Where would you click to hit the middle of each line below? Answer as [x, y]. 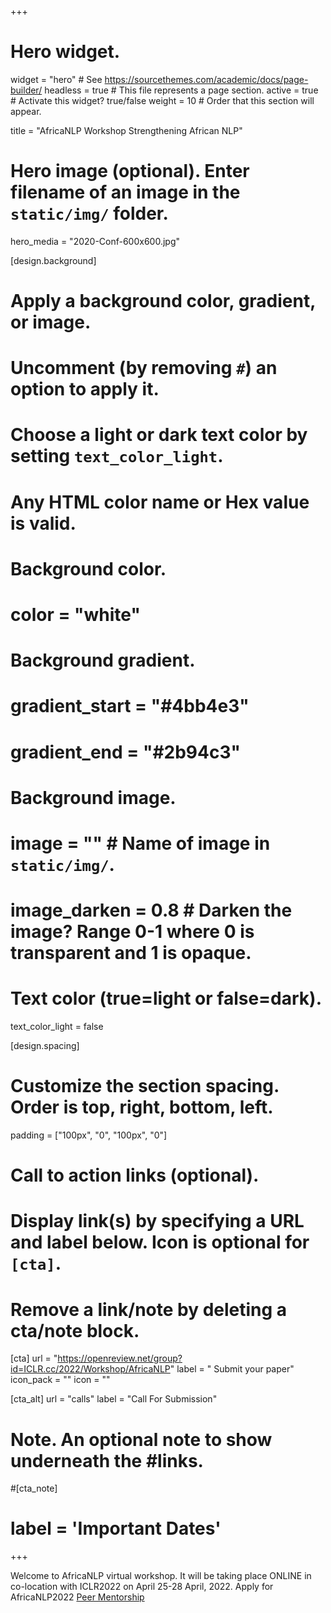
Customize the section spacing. [145, 1086]
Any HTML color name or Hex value [160, 502]
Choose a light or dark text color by [159, 435]
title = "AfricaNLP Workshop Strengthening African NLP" [126, 130]
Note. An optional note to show [141, 1439]
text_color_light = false [57, 1027]
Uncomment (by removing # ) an [144, 368]
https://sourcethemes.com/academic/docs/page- [206, 79]
